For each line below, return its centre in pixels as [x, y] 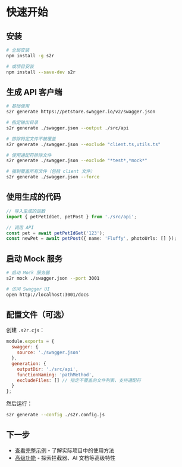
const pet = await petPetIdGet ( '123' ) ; [56, 233]
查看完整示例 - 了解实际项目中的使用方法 [65, 450]
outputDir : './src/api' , [48, 369]
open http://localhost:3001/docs [48, 295]
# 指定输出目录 [22, 123]
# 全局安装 [18, 50]
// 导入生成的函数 [26, 211]
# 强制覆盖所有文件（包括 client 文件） [51, 171]
